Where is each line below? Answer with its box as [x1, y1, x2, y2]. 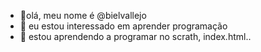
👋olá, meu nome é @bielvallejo [19, 10, 147, 21]
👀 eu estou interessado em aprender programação [19, 20, 228, 32]
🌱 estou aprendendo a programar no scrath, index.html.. [19, 31, 252, 42]
